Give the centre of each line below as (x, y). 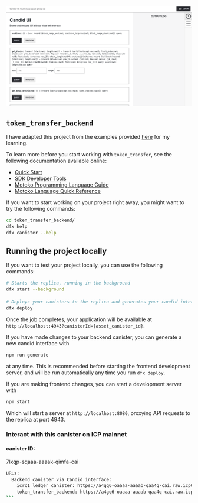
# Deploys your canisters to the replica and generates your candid (92, 302)
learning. (17, 143)
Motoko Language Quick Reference (58, 191)
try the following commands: (41, 209)
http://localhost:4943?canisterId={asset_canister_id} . (76, 325)
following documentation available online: (57, 161)
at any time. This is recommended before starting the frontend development (98, 366)
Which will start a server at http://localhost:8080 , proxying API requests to (98, 413)
